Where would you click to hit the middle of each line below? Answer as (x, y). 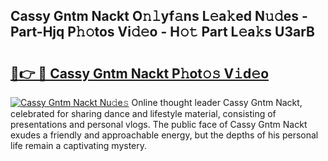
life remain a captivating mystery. (79, 145)
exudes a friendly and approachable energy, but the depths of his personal (164, 135)
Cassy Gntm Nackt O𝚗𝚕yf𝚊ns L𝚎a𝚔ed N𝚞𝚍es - (159, 16)
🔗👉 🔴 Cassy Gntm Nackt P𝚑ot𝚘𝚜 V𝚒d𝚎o (140, 73)
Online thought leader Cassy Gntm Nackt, (217, 102)
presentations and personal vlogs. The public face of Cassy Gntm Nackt (159, 124)
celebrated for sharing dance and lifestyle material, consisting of (143, 113)
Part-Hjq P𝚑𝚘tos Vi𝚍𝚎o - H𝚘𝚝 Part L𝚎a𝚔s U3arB (162, 32)
